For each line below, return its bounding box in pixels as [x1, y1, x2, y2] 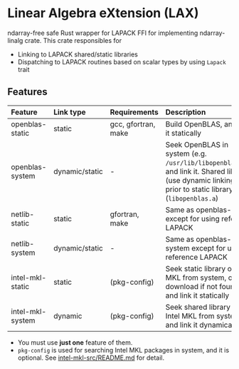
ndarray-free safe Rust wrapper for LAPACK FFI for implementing [7, 29, 198, 37]
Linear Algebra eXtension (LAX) [7, 5, 199, 21]
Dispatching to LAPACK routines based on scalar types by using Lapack [17, 57, 226, 66]
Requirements [110, 107, 159, 117]
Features [7, 86, 48, 98]
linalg [7, 36, 23, 44]
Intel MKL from [165, 310, 215, 320]
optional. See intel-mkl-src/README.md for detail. [17, 353, 165, 362]
